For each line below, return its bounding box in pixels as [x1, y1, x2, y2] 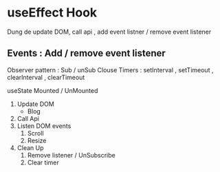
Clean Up [16, 143, 44, 152]
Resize [27, 136, 47, 144]
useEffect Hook [7, 5, 98, 21]
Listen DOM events [16, 122, 71, 130]
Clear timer [27, 158, 60, 166]
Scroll [27, 129, 44, 137]
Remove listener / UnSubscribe [27, 151, 115, 159]
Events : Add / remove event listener [7, 47, 166, 59]
